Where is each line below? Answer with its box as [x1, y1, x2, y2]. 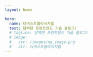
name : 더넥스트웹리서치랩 [9, 21, 54, 26]
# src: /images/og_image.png [9, 39, 75, 45]
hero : [5, 16, 16, 21]
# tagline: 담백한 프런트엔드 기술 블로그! [9, 30, 88, 35]
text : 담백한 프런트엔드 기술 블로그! [9, 25, 77, 30]
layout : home [5, 7, 32, 12]
